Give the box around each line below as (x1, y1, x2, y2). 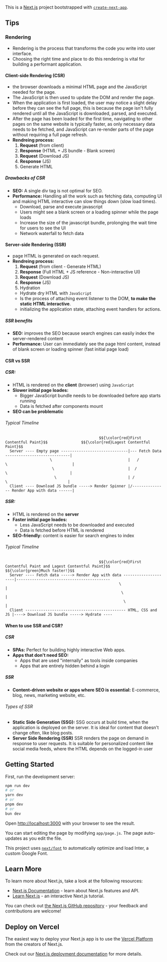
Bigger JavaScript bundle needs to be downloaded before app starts (19, 392, 161, 398)
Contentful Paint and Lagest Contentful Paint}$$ (5, 564, 111, 569)
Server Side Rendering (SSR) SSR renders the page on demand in (12, 735, 149, 741)
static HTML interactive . (19, 301, 71, 307)
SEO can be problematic (12, 408, 64, 414)
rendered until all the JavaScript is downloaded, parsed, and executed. (12, 110, 158, 116)
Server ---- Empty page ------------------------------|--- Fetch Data (9, 448, 162, 453)
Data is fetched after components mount (19, 403, 103, 409)
